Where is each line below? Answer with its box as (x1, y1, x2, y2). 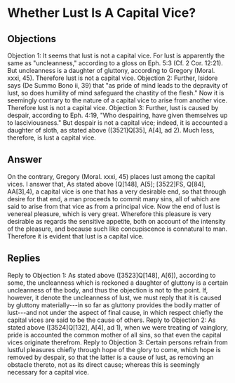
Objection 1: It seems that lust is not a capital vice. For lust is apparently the (7, 51, 225, 60)
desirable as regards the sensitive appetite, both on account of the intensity (7, 217, 226, 225)
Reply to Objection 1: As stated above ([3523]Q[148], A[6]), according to (7, 271, 216, 279)
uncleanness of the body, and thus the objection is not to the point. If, (7, 285, 208, 294)
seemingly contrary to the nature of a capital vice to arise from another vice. (7, 96, 228, 105)
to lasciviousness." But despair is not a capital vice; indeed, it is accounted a (7, 119, 228, 127)
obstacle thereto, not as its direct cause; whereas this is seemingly (7, 360, 200, 369)
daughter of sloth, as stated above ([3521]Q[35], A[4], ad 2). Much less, (7, 126, 215, 134)
